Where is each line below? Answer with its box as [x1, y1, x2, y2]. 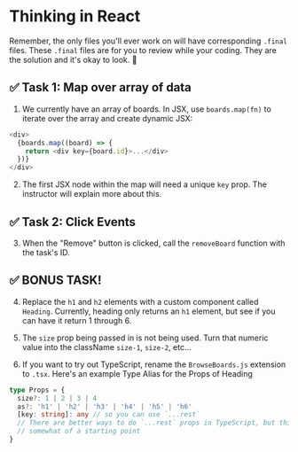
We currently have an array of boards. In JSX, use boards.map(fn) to [21, 104, 272, 114]
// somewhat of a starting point [17, 427, 141, 436]
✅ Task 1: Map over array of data [9, 80, 192, 95]
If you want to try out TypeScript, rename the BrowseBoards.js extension [21, 359, 286, 370]
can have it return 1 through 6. [21, 315, 132, 325]
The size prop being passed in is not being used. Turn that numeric [21, 332, 269, 343]
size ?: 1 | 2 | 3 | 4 [17, 394, 98, 402]
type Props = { [9, 386, 66, 394]
